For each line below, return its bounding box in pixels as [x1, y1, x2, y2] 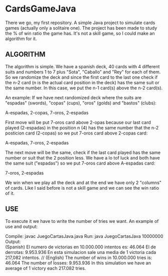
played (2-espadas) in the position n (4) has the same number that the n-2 [5, 124, 159, 130]
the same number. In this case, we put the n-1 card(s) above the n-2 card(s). [5, 85, 163, 91]
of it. [5, 190, 15, 196]
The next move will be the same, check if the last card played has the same [5, 149, 161, 156]
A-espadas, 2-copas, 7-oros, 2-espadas [5, 109, 89, 115]
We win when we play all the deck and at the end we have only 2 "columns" [5, 179, 162, 186]
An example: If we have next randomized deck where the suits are [5, 94, 142, 100]
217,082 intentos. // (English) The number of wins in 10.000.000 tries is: [5, 254, 152, 260]
